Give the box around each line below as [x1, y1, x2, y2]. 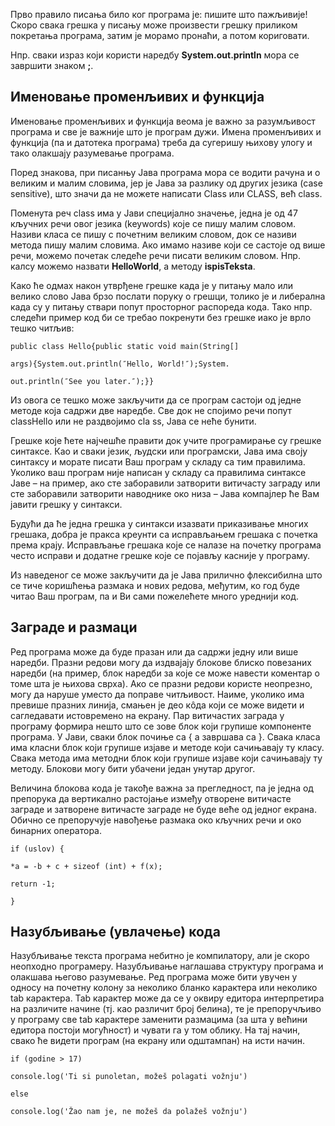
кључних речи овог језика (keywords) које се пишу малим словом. [10, 217, 296, 229]
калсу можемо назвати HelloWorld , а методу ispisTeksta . [10, 260, 256, 272]
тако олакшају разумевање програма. [10, 147, 175, 159]
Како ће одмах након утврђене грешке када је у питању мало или [10, 279, 294, 291]
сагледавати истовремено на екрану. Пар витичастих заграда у [10, 709, 285, 721]
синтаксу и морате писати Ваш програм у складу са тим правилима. [10, 455, 306, 468]
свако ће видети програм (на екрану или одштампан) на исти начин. [10, 1035, 306, 1047]
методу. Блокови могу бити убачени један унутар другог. [10, 762, 256, 774]
